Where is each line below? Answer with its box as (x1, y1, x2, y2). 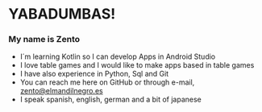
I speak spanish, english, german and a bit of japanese (19, 94, 202, 105)
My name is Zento (8, 34, 81, 45)
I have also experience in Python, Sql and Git (19, 69, 169, 79)
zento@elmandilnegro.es (19, 86, 103, 96)
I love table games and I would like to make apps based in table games (19, 60, 255, 70)
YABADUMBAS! (8, 5, 116, 23)
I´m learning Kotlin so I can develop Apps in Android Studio (19, 52, 216, 61)
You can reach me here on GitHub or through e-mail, (19, 77, 195, 87)
